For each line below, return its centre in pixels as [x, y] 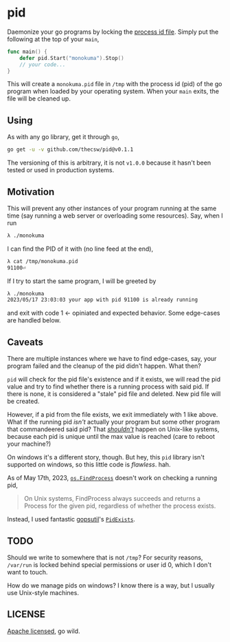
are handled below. [34, 320]
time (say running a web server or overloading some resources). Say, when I [115, 216]
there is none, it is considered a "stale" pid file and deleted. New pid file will [114, 394]
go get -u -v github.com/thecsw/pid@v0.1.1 [70, 149]
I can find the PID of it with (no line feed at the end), [80, 249]
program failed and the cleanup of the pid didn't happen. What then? [104, 366]
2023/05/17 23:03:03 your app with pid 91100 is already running [102, 300]
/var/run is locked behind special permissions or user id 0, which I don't [109, 565]
